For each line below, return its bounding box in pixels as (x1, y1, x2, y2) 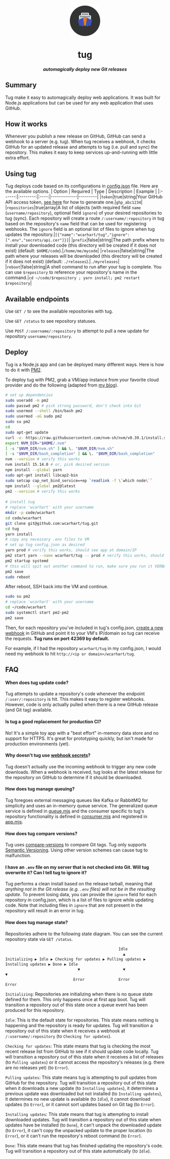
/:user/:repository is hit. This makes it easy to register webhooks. (5, 696, 145, 702)
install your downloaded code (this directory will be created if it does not (5, 242, 156, 249)
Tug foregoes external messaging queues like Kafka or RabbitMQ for (5, 797, 148, 803)
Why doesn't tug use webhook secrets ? (5, 752, 91, 759)
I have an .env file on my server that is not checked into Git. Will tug (5, 864, 149, 870)
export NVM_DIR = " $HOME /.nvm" (5, 440, 67, 446)
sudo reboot (5, 574, 30, 580)
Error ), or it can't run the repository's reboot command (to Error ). (5, 1133, 143, 1139)
